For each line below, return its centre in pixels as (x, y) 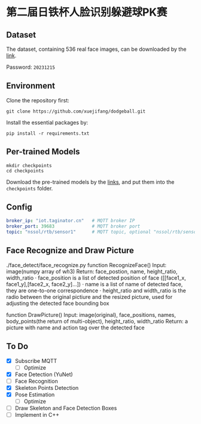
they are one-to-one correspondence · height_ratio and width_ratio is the (96, 290)
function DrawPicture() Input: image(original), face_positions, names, (91, 314)
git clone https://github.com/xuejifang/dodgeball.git (76, 111)
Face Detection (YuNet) (44, 374)
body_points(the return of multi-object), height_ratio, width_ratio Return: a (97, 321)
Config (19, 207)
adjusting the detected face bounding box (58, 303)
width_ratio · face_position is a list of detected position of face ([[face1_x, (96, 278)
